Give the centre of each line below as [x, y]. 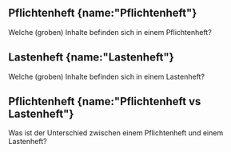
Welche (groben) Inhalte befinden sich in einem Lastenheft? [107, 76]
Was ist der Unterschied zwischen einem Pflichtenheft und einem [116, 133]
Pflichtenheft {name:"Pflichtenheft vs [105, 101]
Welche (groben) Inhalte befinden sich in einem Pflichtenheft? [110, 32]
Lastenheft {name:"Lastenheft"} [91, 58]
